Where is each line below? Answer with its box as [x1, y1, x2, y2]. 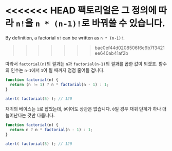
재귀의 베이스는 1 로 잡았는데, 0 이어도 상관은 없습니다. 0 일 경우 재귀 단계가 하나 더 [5, 106, 167, 112]
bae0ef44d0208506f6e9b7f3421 [94, 45, 165, 51]
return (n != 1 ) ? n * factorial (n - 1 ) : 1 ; [10, 82, 109, 87]
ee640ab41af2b [94, 50, 128, 56]
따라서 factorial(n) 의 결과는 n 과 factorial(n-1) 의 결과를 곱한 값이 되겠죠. [5, 60, 158, 67]
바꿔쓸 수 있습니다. [91, 17, 165, 29]
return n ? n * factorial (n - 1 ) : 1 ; [10, 127, 93, 133]
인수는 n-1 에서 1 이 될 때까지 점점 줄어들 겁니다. [10, 67, 105, 73]
